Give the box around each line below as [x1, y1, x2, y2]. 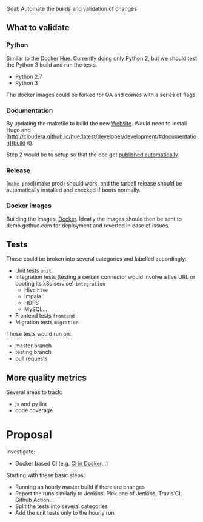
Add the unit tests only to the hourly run [15, 509, 115, 517]
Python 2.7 [15, 73, 42, 80]
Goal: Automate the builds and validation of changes [6, 5, 138, 12]
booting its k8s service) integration [15, 280, 105, 287]
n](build [6, 139, 26, 146]
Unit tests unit [15, 267, 52, 275]
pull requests [15, 355, 48, 363]
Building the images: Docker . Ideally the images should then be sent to [6, 215, 182, 223]
